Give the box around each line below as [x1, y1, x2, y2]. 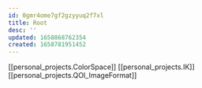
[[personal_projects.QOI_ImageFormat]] [8, 71, 137, 80]
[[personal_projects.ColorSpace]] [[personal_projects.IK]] [8, 62, 195, 71]
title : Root [8, 19, 47, 27]
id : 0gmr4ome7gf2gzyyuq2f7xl [8, 11, 104, 20]
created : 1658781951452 [8, 41, 87, 49]
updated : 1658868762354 [8, 33, 87, 42]
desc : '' [8, 26, 37, 34]
